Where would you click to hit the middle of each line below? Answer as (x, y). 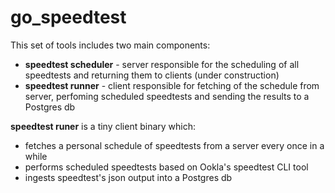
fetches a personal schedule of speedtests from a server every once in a (174, 145)
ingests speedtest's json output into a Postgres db (128, 177)
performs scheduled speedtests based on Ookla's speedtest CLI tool (166, 167)
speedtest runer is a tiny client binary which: (103, 126)
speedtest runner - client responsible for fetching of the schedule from (172, 85)
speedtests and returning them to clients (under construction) (152, 75)
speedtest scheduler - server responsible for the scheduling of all (162, 64)
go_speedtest (68, 17)
